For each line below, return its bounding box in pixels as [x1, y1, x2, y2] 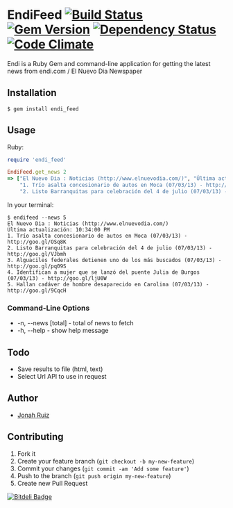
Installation [7, 87, 57, 99]
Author [7, 393, 38, 404]
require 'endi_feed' [7, 156, 67, 163]
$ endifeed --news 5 [7, 214, 67, 221]
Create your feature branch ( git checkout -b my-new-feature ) [17, 457, 195, 465]
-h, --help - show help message [17, 327, 109, 335]
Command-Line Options [7, 303, 90, 313]
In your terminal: [7, 200, 54, 208]
